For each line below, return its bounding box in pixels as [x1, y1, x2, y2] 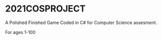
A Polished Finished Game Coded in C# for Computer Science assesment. [5, 19, 158, 25]
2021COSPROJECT [5, 3, 86, 14]
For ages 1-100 [5, 29, 36, 35]
